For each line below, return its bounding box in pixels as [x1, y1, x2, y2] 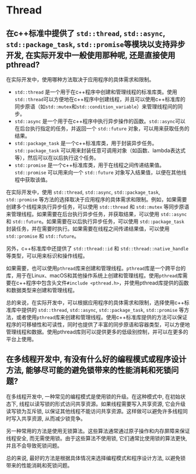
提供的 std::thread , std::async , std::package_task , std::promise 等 [21, 307, 184, 313]
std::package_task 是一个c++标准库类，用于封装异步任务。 [14, 140, 157, 146]
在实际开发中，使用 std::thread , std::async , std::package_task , [6, 188, 160, 195]
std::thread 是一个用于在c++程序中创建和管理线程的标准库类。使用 [14, 88, 178, 95]
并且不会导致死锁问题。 [6, 442, 62, 449]
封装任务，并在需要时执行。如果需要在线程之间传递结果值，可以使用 [6, 225, 170, 232]
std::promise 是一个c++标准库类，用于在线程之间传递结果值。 [14, 162, 165, 169]
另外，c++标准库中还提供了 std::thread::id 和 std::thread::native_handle [6, 245, 188, 252]
